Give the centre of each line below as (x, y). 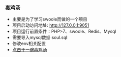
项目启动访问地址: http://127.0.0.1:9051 (51, 25)
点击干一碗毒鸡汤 (30, 50)
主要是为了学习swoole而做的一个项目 (50, 19)
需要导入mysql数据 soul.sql (40, 38)
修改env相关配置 (29, 44)
